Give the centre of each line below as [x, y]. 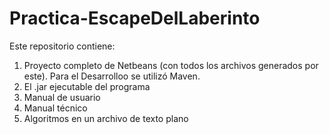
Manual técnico [55, 108]
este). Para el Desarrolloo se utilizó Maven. [112, 76]
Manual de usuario [62, 97]
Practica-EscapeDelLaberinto [135, 18]
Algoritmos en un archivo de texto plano [106, 118]
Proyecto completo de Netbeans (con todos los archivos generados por [171, 65]
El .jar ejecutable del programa [87, 86]
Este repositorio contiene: [62, 46]
